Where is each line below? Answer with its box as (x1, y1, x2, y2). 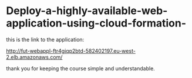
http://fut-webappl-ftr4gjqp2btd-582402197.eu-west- (6, 47, 136, 54)
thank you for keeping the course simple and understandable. (6, 65, 156, 72)
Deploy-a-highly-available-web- (6, 4, 168, 18)
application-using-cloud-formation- (6, 16, 187, 30)
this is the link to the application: (6, 36, 85, 43)
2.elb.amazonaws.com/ (6, 53, 63, 60)
